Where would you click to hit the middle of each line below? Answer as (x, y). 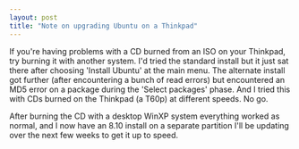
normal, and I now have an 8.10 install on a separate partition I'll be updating (149, 125)
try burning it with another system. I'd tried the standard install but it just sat (149, 61)
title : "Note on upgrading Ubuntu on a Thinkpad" (104, 26)
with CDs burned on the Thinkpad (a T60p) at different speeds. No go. (139, 98)
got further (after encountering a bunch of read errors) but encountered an (147, 79)
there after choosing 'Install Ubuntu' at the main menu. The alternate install (147, 70)
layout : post (34, 17)
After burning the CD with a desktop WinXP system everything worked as (145, 116)
